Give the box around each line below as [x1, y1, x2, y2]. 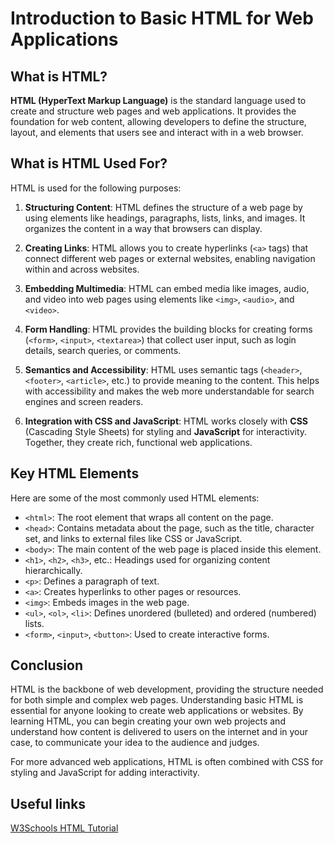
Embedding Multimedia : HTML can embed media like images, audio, [24, 282, 310, 294]
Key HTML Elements [10, 465, 140, 482]
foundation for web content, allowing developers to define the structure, [10, 116, 307, 127]
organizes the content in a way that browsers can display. [24, 222, 263, 234]
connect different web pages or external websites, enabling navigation [24, 252, 316, 264]
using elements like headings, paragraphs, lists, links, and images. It [24, 212, 306, 224]
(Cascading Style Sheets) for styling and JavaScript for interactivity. [24, 425, 308, 437]
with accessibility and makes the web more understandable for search [24, 385, 315, 397]
